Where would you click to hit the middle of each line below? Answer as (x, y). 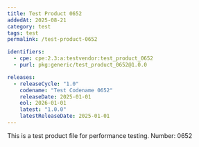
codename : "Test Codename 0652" (66, 90)
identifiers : (26, 52)
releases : (21, 77)
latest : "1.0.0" (43, 110)
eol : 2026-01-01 (43, 103)
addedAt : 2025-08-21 (37, 20)
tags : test (23, 33)
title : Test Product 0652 (44, 14)
